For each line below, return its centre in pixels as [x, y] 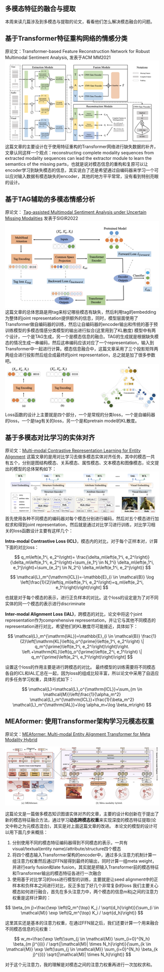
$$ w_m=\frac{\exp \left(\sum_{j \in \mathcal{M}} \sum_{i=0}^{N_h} [82, 939]
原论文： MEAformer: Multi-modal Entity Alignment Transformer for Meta [78, 734]
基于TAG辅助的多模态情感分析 [50, 199]
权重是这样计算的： [31, 898]
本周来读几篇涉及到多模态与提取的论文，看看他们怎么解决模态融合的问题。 [80, 22]
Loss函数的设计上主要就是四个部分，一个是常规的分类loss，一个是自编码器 [80, 414]
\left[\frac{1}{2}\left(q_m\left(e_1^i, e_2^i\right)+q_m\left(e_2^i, [82, 582]
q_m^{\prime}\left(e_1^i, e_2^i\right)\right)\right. [82, 647]
